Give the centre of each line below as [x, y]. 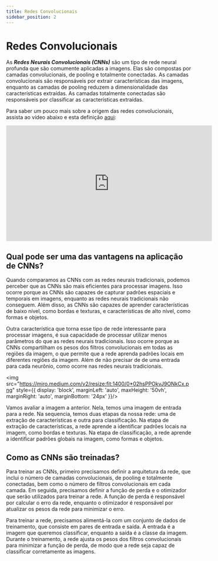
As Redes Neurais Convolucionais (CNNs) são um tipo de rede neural [91, 62]
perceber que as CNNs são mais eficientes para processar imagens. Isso [95, 286]
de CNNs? [25, 266]
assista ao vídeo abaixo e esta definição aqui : [61, 117]
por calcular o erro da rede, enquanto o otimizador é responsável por [90, 503]
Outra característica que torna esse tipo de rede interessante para [86, 329]
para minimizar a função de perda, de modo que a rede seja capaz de [90, 545]
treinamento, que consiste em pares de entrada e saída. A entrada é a [90, 527]
